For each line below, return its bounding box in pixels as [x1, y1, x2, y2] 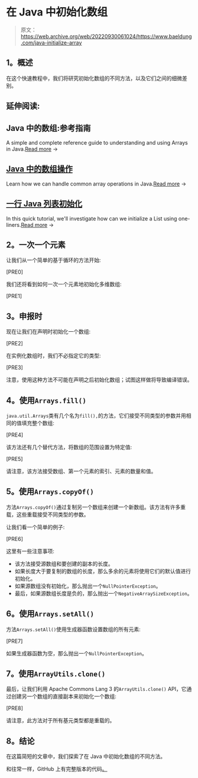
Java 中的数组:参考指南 [6, 123, 91, 133]
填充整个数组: [21, 420, 55, 427]
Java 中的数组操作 [6, 164, 73, 174]
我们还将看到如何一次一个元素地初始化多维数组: [6, 281, 122, 288]
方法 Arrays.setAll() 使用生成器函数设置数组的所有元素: [6, 626, 141, 633]
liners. [6, 221, 21, 228]
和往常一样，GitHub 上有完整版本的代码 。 [6, 766, 108, 773]
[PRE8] [6, 705, 24, 712]
